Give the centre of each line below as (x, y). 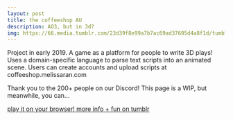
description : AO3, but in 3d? (51, 26)
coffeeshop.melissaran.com (47, 75)
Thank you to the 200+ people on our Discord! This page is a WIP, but (107, 88)
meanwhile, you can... (38, 96)
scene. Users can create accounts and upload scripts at (87, 67)
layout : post (26, 14)
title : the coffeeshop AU (44, 20)
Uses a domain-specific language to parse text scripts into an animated (109, 60)
